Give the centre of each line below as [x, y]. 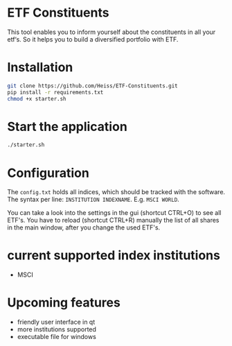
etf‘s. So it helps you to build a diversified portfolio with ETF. [93, 39]
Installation [40, 68]
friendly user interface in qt [56, 322]
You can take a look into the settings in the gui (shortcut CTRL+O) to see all [114, 213]
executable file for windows [57, 337]
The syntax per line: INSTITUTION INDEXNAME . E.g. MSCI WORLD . [93, 200]
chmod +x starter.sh [37, 98]
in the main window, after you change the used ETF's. [84, 227]
